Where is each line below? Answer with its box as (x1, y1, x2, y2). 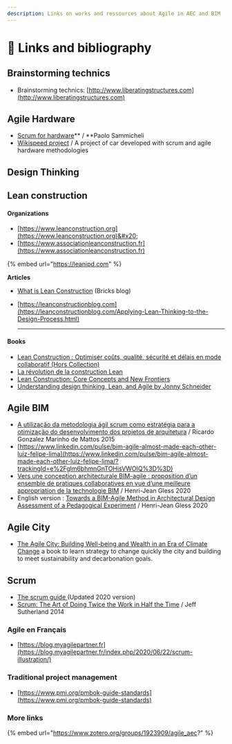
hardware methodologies (17, 146, 88, 154)
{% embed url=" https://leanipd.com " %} (7, 260, 122, 269)
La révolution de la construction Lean (17, 368, 123, 376)
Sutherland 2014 (17, 608, 64, 616)
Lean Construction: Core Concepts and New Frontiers (17, 374, 171, 383)
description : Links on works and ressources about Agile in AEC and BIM (7, 10, 221, 17)
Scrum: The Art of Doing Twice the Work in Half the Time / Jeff (17, 600, 197, 609)
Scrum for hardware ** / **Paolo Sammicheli (17, 131, 145, 140)
